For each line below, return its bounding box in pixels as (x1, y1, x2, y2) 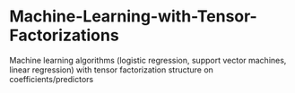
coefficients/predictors (9, 73, 94, 84)
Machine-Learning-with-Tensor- (9, 6, 257, 27)
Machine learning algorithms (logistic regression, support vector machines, (9, 55, 287, 65)
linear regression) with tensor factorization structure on (9, 64, 213, 75)
